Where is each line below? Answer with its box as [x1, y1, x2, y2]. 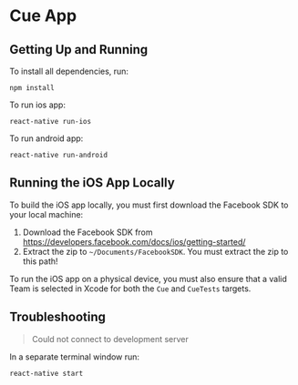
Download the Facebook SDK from [22, 227, 153, 238]
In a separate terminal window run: [9, 351, 139, 362]
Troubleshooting [9, 309, 107, 325]
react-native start [9, 369, 84, 378]
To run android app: [9, 133, 84, 144]
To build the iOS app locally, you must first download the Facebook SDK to [9, 199, 289, 210]
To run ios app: [9, 99, 67, 110]
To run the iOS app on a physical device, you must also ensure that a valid [9, 273, 287, 284]
